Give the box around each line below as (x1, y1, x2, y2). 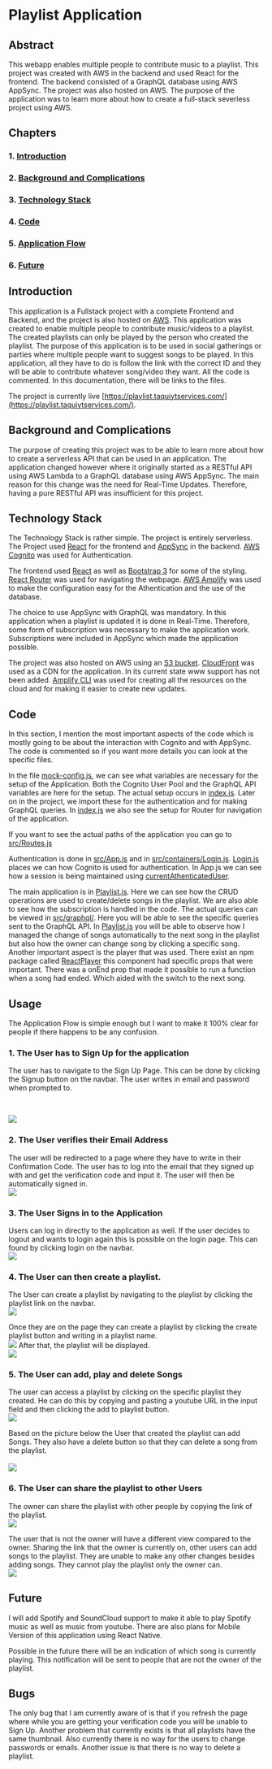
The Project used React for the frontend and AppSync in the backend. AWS (8, 542, 260, 552)
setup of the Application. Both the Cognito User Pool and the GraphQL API (8, 779, 257, 789)
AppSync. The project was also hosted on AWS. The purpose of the (8, 85, 235, 95)
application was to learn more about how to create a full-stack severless (8, 94, 250, 103)
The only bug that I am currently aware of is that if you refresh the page (8, 1708, 248, 1718)
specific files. (8, 755, 54, 765)
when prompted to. (8, 1083, 72, 1093)
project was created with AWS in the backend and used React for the (8, 68, 240, 78)
